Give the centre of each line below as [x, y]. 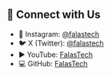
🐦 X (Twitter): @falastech [61, 43]
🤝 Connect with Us [54, 15]
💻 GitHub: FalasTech [53, 63]
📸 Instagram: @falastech [59, 34]
